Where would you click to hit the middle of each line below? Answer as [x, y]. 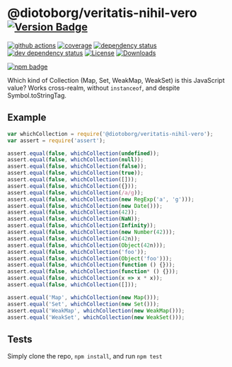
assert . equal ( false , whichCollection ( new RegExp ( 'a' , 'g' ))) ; [101, 199]
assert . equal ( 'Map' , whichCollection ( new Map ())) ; [83, 297]
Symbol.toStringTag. [37, 95]
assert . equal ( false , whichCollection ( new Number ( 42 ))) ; [91, 232]
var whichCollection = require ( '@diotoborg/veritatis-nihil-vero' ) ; [110, 134]
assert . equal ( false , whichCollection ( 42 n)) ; [74, 238]
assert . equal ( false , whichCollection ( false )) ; [77, 167]
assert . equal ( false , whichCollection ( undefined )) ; [83, 153]
